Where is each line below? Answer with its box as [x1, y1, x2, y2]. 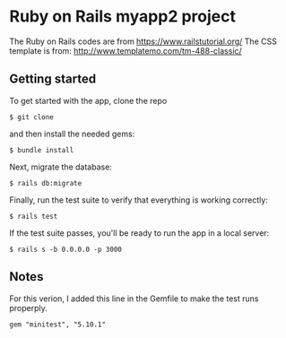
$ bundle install [9, 145, 74, 154]
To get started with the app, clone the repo [9, 95, 168, 106]
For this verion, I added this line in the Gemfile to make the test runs [9, 293, 259, 304]
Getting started [9, 72, 97, 87]
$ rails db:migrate [9, 178, 82, 187]
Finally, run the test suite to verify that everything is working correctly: [9, 195, 269, 205]
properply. [9, 302, 48, 313]
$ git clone [9, 112, 54, 122]
